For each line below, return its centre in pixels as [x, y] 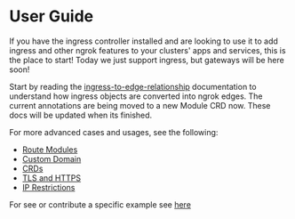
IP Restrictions [48, 187]
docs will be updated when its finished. [81, 115]
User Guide [52, 16]
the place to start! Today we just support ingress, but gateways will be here [147, 60]
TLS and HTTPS [52, 178]
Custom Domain [52, 158]
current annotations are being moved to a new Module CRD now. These [140, 105]
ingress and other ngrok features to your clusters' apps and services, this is [147, 50]
